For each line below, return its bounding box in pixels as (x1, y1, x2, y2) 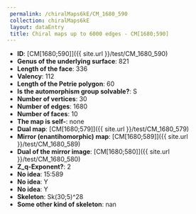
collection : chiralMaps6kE (9, 17, 90, 24)
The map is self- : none (16, 118, 85, 126)
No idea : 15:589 (16, 170, 64, 179)
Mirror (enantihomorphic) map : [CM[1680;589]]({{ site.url (16, 133, 189, 141)
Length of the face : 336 (16, 64, 88, 73)
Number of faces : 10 (16, 110, 78, 118)
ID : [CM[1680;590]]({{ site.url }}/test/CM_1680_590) (16, 50, 168, 58)
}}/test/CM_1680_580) (16, 155, 81, 164)
